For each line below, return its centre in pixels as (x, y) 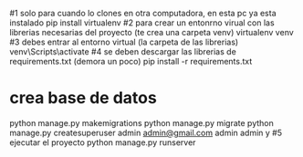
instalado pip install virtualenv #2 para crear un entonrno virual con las (142, 23)
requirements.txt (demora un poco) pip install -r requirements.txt (131, 61)
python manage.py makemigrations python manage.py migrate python (141, 123)
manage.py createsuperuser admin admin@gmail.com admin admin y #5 (146, 132)
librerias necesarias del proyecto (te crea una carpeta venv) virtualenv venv (151, 32)
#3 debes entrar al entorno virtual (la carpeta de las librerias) (124, 42)
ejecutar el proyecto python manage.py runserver (103, 142)
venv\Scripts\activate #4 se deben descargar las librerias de (123, 52)
